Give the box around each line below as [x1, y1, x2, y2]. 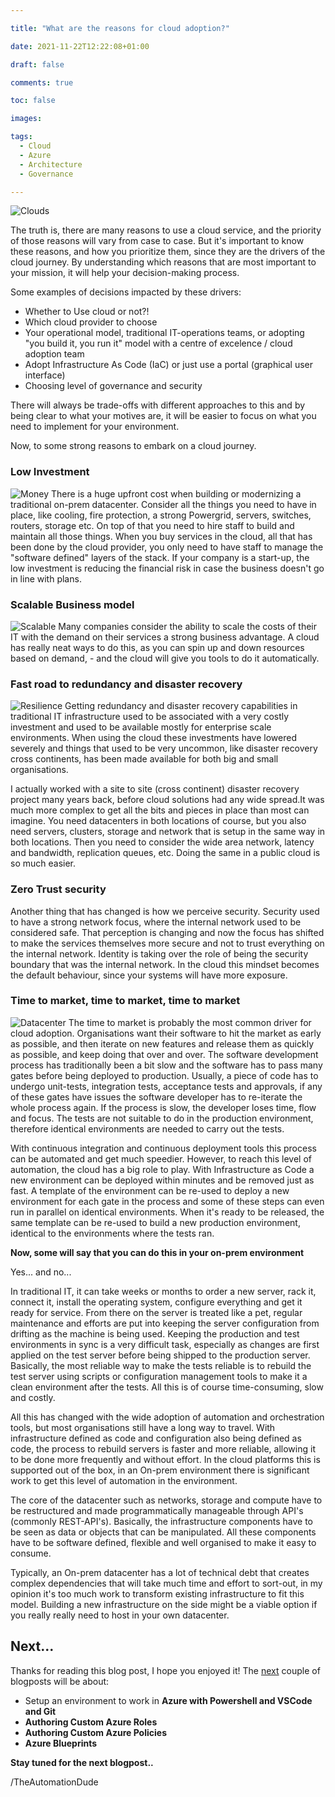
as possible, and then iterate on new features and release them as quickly [10, 1037, 315, 1050]
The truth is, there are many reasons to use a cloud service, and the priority [10, 224, 322, 236]
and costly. [10, 1391, 56, 1403]
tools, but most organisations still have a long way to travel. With [10, 1421, 276, 1433]
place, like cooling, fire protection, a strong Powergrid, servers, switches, [10, 509, 312, 521]
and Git [24, 1705, 57, 1717]
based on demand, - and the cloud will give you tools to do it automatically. [10, 652, 320, 664]
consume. [10, 1547, 52, 1559]
